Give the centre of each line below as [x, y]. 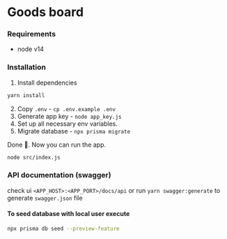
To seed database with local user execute [69, 214]
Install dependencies [47, 82]
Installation [27, 67]
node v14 [30, 49]
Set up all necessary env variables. [68, 124]
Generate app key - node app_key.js [69, 116]
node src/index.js [34, 157]
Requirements [32, 34]
